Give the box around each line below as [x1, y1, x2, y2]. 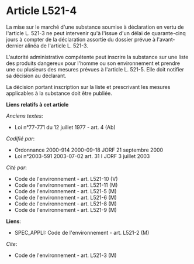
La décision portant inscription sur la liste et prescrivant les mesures [6, 83, 171, 90]
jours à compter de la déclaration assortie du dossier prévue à [6, 36, 156, 43]
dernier [6, 42, 24, 49]
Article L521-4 [6, 4, 77, 18]
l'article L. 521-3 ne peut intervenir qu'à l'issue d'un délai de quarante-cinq [6, 29, 186, 36]
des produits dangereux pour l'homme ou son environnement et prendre [6, 60, 180, 67]
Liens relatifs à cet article [6, 101, 69, 108]
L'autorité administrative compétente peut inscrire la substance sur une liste [6, 53, 189, 60]
